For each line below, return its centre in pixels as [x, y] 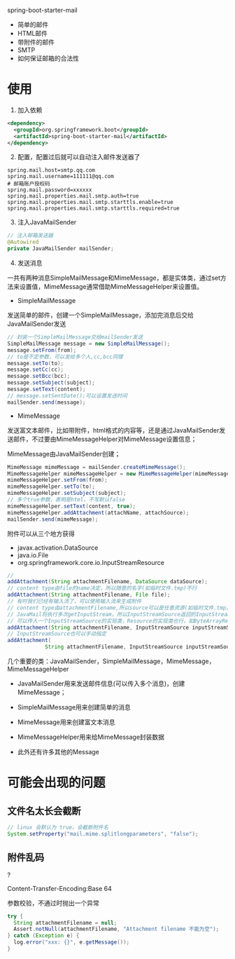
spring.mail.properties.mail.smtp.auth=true [73, 196]
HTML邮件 [32, 33]
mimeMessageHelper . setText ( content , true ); [72, 506]
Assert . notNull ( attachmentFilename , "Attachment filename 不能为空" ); [116, 929]
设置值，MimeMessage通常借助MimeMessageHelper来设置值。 [111, 287]
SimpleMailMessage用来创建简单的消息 [74, 707]
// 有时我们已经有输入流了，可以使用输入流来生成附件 [74, 601]
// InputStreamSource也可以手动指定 [57, 634]
